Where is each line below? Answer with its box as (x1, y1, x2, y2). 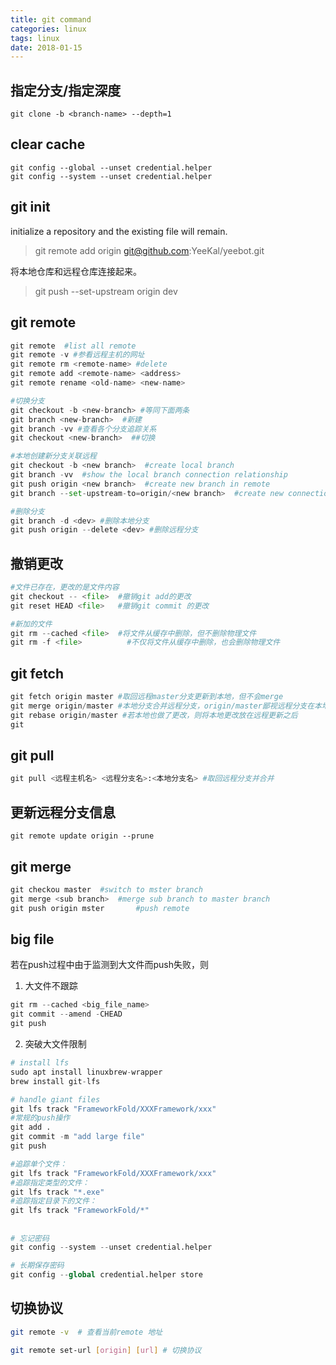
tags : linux (10, 33, 60, 43)
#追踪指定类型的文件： (10, 1177, 90, 1188)
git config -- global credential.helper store (10, 1270, 203, 1280)
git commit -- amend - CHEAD (10, 1009, 123, 1020)
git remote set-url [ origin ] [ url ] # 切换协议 (10, 1345, 202, 1355)
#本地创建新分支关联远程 (10, 451, 97, 461)
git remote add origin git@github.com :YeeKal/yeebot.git (34, 244, 265, 256)
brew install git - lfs (10, 1076, 101, 1086)
